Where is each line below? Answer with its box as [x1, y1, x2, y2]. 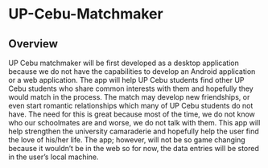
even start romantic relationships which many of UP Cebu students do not [8, 101, 254, 110]
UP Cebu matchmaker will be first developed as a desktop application [8, 58, 239, 68]
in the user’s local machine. [8, 152, 99, 162]
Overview [8, 37, 59, 51]
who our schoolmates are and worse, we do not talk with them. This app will [8, 118, 261, 127]
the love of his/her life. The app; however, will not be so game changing [8, 135, 245, 145]
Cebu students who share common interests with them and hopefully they [8, 84, 254, 93]
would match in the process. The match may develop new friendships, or [8, 92, 250, 101]
